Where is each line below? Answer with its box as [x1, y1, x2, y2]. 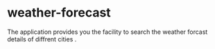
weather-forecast [7, 5, 111, 21]
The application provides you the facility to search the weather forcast [7, 28, 208, 36]
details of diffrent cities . [7, 35, 77, 43]
